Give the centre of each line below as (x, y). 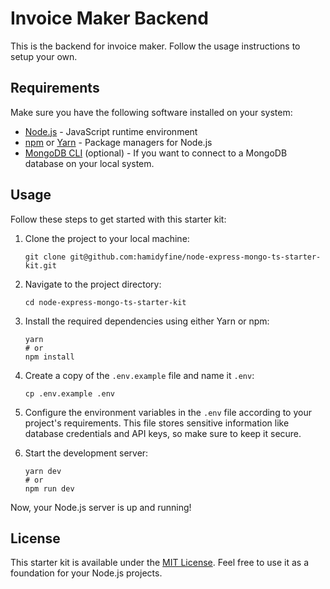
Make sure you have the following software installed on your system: (151, 112)
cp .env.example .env (69, 393)
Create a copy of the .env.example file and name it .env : (139, 375)
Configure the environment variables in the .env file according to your (168, 412)
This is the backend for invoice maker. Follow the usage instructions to (155, 46)
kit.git (40, 265)
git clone (45, 257)
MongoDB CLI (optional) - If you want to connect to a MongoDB (156, 153)
